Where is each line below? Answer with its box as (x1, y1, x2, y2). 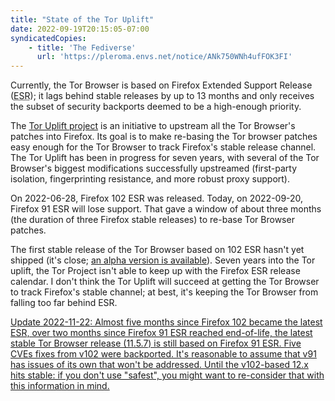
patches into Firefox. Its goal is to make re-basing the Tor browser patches (10, 131, 318, 143)
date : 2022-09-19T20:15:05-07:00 (10, 24, 150, 34)
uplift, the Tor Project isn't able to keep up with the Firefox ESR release (10, 265, 301, 277)
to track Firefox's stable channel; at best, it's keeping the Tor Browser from (10, 286, 319, 298)
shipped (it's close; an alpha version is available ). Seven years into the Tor (10, 254, 316, 266)
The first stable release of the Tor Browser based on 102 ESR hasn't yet (10, 244, 305, 256)
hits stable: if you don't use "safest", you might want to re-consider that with (10, 369, 325, 381)
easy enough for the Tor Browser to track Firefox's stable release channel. (10, 141, 317, 153)
